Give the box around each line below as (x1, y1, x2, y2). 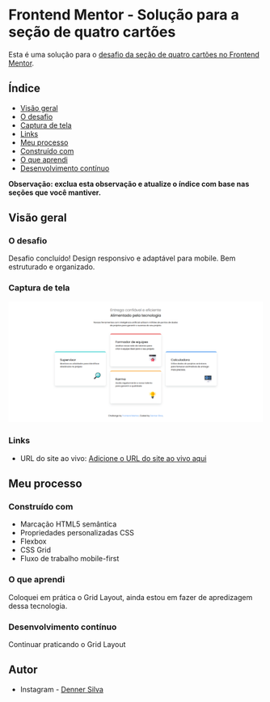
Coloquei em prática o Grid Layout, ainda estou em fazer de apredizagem (8, 592, 253, 602)
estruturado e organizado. (8, 262, 95, 272)
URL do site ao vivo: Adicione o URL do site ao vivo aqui (19, 453, 207, 463)
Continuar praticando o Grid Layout (8, 640, 126, 649)
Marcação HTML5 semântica (19, 519, 117, 529)
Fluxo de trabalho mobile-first (19, 554, 120, 564)
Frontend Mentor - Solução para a (8, 6, 240, 24)
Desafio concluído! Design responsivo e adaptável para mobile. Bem (8, 253, 236, 264)
